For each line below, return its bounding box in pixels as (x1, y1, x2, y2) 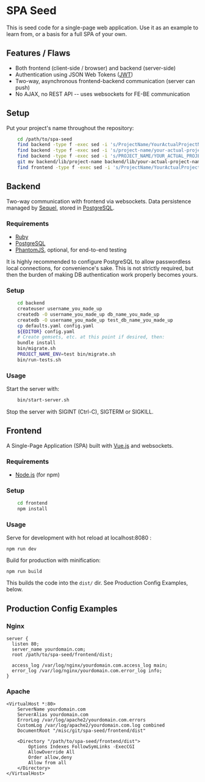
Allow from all (28, 760, 67, 766)
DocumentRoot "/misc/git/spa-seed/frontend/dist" (17, 728, 146, 734)
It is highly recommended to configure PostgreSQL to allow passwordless (6, 258, 191, 265)
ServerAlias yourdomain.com (17, 712, 88, 718)
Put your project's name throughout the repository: (6, 124, 134, 131)
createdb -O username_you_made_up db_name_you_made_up (17, 311, 160, 318)
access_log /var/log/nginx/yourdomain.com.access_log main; (12, 662, 168, 669)
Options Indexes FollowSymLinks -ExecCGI (28, 744, 135, 750)
